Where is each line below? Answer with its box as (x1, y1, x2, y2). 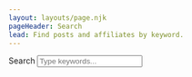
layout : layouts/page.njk (8, 13, 106, 23)
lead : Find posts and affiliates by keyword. (8, 30, 184, 39)
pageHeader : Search (8, 22, 83, 31)
